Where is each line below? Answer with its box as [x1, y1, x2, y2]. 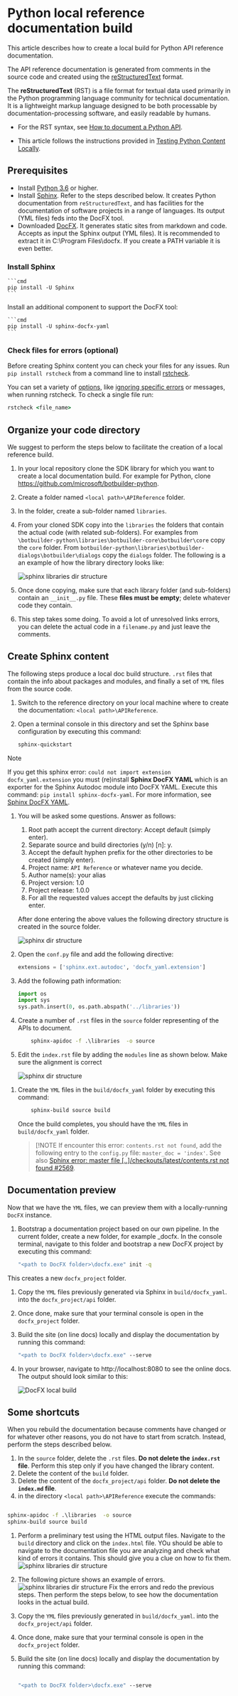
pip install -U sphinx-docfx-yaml [7, 323, 110, 330]
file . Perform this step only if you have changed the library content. [17, 1461, 215, 1470]
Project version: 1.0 [28, 878, 85, 887]
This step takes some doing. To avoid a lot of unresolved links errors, [17, 615, 220, 624]
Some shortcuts [7, 1406, 80, 1418]
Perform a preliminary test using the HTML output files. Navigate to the [17, 1531, 226, 1540]
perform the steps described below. [7, 1440, 112, 1449]
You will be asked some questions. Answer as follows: [17, 811, 176, 820]
